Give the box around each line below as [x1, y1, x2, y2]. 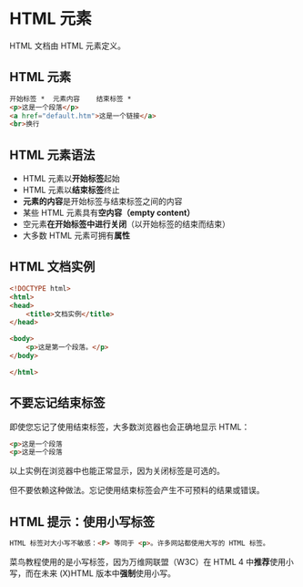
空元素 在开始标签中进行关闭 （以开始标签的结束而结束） [22, 219, 230, 230]
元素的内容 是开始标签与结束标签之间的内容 [22, 196, 183, 207]
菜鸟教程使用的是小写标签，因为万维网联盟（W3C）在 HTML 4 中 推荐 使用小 [9, 557, 294, 567]
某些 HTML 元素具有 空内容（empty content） [22, 207, 196, 219]
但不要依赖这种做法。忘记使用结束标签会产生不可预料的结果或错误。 [9, 485, 265, 496]
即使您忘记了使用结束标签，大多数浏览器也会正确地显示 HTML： [9, 421, 250, 432]
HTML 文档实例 [9, 259, 96, 274]
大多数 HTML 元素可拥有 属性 [22, 230, 130, 242]
